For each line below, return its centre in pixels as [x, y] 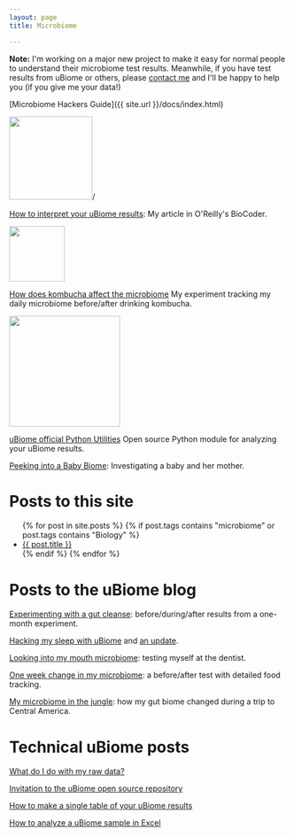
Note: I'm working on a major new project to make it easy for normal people [147, 58]
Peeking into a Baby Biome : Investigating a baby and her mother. [127, 465]
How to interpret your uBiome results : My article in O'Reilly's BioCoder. [138, 213]
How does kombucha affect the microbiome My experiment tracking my [140, 294]
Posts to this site [72, 501]
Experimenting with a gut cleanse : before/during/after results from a [134, 614]
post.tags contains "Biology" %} [81, 535]
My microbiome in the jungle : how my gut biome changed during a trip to [142, 701]
